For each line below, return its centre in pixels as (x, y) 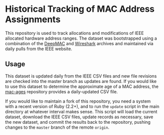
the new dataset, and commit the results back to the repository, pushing (78, 122)
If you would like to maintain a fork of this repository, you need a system (78, 101)
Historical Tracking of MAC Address (80, 9)
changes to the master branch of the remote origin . (57, 127)
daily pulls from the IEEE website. (39, 49)
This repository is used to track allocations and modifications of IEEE (74, 33)
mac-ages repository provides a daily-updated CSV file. (61, 91)
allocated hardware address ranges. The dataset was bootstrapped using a (81, 38)
